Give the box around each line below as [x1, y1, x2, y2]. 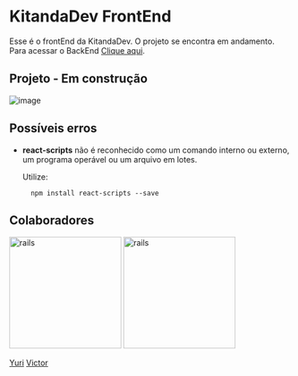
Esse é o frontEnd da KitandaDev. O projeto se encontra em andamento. [9, 36, 275, 46]
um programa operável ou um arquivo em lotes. [21, 154, 198, 164]
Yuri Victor [9, 357, 49, 368]
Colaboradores [9, 213, 95, 228]
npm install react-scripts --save [30, 188, 159, 197]
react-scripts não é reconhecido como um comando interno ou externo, [21, 145, 290, 155]
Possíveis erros [9, 121, 98, 136]
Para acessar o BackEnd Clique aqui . [9, 45, 146, 55]
